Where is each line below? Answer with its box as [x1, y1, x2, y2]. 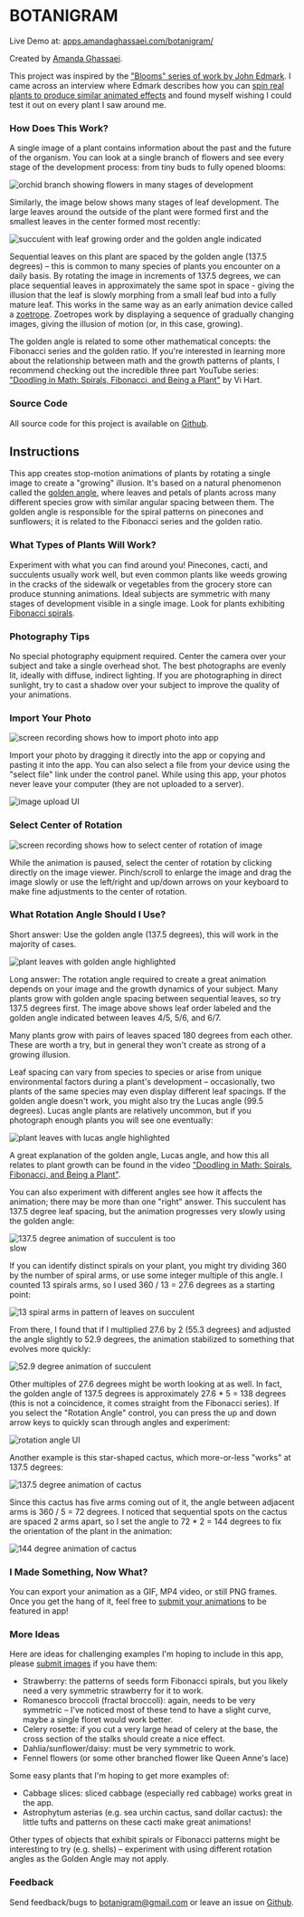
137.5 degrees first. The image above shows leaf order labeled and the [9, 1002, 271, 1013]
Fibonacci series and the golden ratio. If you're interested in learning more [9, 346, 286, 357]
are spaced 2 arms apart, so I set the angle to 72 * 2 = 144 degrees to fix [9, 1516, 282, 1527]
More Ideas [9, 1628, 61, 1641]
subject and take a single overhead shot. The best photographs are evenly [9, 660, 287, 671]
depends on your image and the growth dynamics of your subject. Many [9, 983, 279, 994]
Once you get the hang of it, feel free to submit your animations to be [9, 1596, 267, 1607]
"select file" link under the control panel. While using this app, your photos [9, 769, 287, 780]
